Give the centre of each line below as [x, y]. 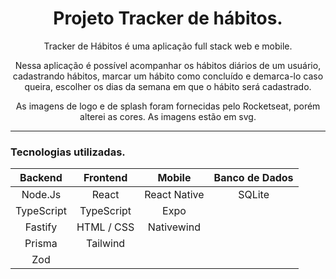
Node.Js [41, 195]
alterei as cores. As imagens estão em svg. [168, 116]
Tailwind [106, 244]
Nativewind [174, 227]
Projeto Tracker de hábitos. [168, 18]
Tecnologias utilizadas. [68, 152]
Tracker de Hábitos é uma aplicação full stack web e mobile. [168, 46]
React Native [174, 195]
